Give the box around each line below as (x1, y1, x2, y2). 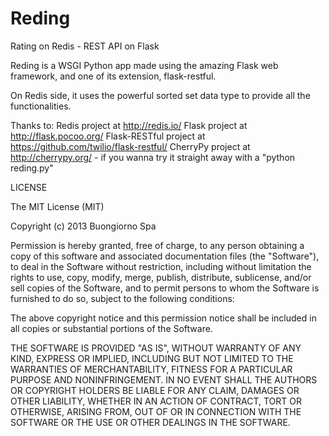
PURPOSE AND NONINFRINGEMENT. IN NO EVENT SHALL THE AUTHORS (10, 373, 318, 386)
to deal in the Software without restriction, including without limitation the (10, 260, 312, 272)
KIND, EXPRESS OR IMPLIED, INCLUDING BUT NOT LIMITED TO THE (10, 352, 294, 364)
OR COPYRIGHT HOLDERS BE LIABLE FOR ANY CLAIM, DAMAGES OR (10, 384, 300, 396)
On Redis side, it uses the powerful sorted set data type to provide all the (10, 89, 311, 101)
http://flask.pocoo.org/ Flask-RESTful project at (10, 130, 206, 142)
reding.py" (10, 162, 54, 174)
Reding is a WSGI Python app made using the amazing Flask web (10, 59, 279, 71)
